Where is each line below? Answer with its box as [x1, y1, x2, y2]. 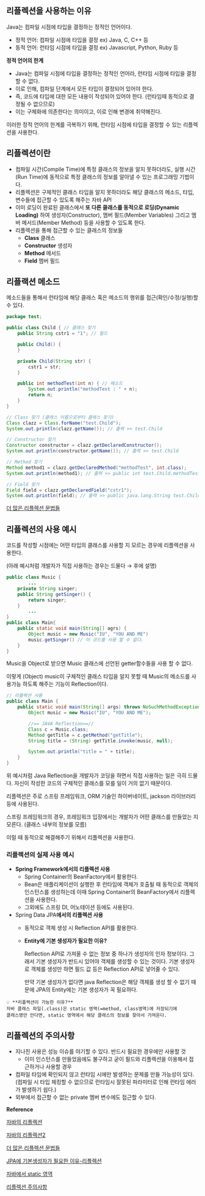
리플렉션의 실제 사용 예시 [6, 850, 74, 859]
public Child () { [17, 341, 62, 348]
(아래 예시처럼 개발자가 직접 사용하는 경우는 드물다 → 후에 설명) [6, 562, 157, 570]
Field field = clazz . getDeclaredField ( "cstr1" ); [6, 487, 132, 493]
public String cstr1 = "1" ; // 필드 [17, 330, 108, 337]
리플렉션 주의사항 [6, 1183, 48, 1191]
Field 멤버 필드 [24, 257, 60, 264]
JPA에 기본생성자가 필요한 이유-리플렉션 [6, 1158, 102, 1165]
